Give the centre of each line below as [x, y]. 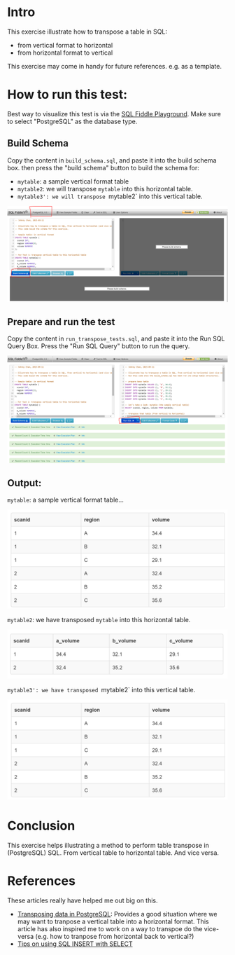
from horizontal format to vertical [65, 53]
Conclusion [41, 826]
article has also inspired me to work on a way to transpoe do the [110, 928]
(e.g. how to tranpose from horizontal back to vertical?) [115, 936]
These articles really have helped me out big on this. [83, 900]
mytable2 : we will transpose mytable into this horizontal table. [105, 188]
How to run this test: [67, 95]
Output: [24, 483]
